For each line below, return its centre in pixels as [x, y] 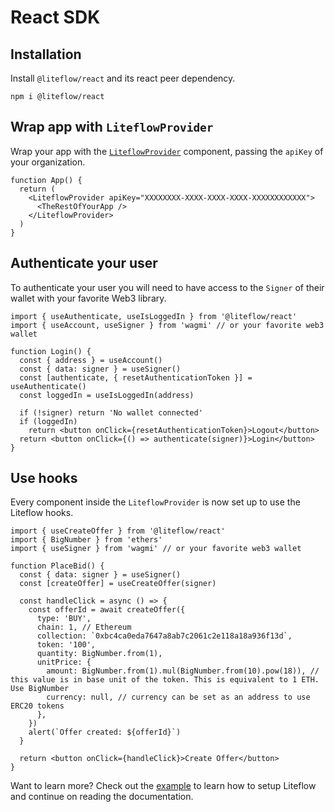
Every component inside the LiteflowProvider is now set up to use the [155, 502]
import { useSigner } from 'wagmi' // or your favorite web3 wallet [156, 549]
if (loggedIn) [48, 421]
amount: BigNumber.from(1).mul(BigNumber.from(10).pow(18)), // [183, 671]
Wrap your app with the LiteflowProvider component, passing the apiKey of [167, 151]
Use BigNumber [40, 689]
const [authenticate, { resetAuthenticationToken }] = [136, 377]
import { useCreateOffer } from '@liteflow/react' [118, 531]
